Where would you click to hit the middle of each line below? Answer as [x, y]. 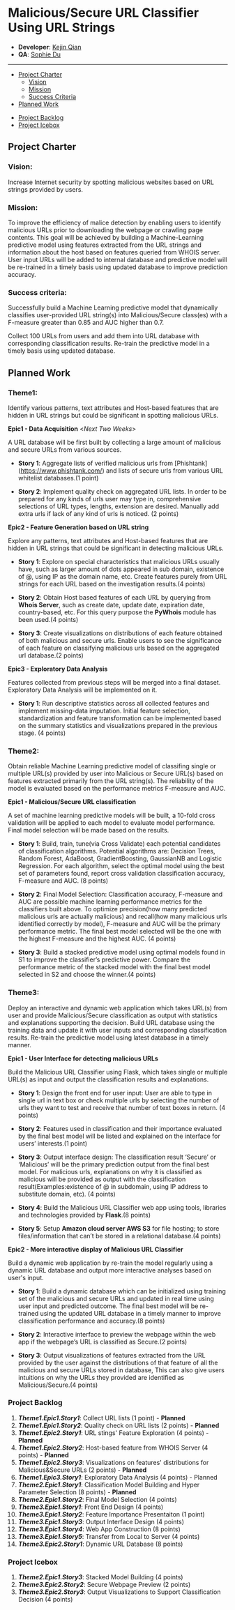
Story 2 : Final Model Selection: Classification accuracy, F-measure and [120, 895]
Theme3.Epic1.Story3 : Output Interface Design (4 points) [101, 1521]
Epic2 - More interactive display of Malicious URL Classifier [96, 1249]
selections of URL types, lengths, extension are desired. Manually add [118, 506]
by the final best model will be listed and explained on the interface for [119, 1136]
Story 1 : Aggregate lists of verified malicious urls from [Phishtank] [113, 463]
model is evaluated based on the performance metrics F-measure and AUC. [117, 789]
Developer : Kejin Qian [50, 47]
